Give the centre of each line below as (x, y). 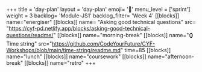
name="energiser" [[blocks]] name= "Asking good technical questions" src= (101, 22)
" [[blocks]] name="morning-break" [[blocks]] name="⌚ (123, 35)
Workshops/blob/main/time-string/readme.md (64, 50)
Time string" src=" (29, 44)
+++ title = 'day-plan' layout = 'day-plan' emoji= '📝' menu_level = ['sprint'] (98, 9)
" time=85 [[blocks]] (145, 50)
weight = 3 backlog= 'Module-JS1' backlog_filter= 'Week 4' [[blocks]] (93, 16)
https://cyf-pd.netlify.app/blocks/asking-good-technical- (80, 28)
